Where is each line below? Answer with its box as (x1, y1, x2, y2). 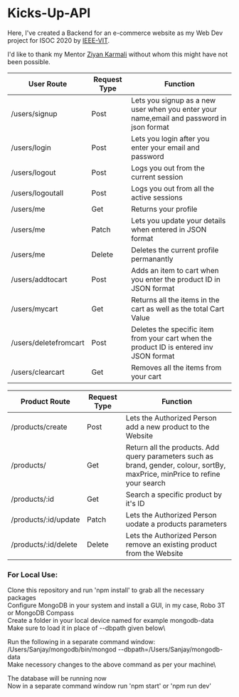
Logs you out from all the (131, 183, 215, 193)
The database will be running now (7, 674, 107, 683)
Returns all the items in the (131, 294, 220, 304)
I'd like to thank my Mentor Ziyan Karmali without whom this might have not (7, 50, 228, 58)
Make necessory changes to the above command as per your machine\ (7, 661, 216, 669)
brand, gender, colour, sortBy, (125, 460, 226, 470)
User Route (28, 78, 68, 88)
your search (125, 477, 166, 487)
